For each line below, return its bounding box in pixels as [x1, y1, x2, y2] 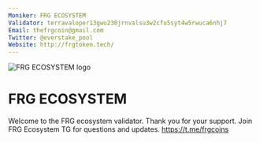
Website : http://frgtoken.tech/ [8, 41, 114, 49]
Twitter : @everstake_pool [8, 33, 93, 42]
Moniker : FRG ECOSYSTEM [8, 11, 87, 20]
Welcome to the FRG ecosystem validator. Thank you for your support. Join [8, 116, 253, 126]
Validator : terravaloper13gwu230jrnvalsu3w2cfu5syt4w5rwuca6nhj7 [8, 19, 227, 27]
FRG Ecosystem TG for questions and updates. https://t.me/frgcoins [8, 125, 229, 134]
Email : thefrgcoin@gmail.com [8, 26, 104, 34]
